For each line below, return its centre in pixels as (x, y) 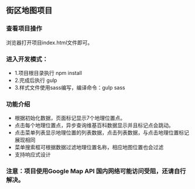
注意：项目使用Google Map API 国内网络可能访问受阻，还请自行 (96, 171)
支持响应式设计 (32, 154)
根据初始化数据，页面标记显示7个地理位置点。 (70, 118)
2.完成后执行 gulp (36, 80)
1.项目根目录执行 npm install (48, 73)
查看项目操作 (24, 29)
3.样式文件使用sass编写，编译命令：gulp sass (70, 87)
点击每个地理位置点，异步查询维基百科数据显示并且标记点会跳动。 (94, 125)
